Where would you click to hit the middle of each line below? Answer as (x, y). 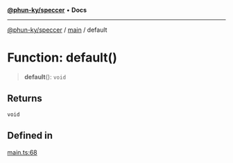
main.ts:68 (23, 152)
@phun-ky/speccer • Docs (47, 10)
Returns (25, 98)
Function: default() (62, 58)
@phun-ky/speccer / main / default (57, 30)
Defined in (30, 136)
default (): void (45, 77)
